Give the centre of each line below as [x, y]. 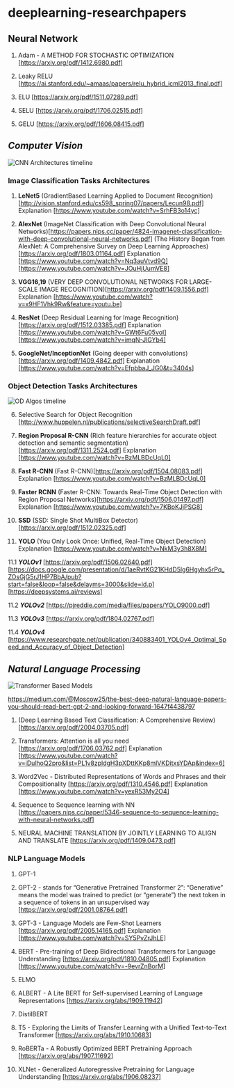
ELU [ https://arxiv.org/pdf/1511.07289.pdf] [78, 97]
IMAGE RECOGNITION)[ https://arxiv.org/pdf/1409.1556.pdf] [124, 290]
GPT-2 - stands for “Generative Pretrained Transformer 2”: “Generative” [120, 887]
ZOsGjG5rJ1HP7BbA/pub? [45, 577]
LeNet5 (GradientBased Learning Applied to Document [97, 196]
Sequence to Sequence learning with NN [76, 805]
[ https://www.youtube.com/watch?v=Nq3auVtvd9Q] [93, 261]
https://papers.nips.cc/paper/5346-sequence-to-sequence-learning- [120, 812]
